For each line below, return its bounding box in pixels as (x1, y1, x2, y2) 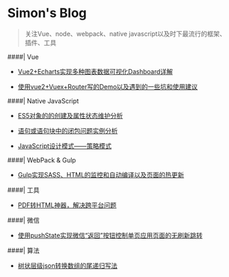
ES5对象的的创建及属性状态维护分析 (17, 111, 123, 120)
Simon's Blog (7, 5, 87, 21)
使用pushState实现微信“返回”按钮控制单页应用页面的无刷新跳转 (17, 231, 203, 239)
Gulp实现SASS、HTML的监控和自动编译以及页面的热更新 (17, 170, 185, 179)
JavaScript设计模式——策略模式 (17, 141, 112, 150)
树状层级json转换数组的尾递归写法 (17, 261, 118, 270)
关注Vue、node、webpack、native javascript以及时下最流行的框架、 (24, 29, 226, 38)
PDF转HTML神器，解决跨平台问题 (17, 201, 117, 209)
